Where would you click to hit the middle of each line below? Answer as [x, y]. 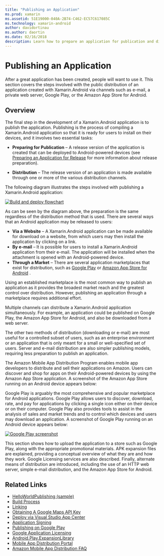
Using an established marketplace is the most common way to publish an [79, 282]
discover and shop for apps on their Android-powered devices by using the [81, 373]
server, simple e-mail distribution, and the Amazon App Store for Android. [79, 469]
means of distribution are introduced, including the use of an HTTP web [77, 464]
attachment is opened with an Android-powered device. [68, 257]
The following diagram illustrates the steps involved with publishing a [74, 187]
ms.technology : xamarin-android [38, 23]
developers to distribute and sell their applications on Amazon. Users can [79, 368]
